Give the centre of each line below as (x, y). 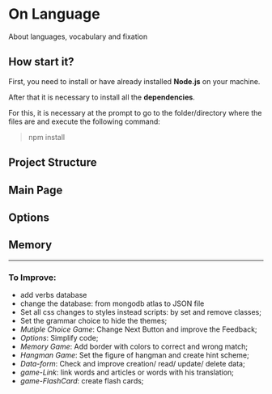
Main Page (36, 190)
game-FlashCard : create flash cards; (82, 381)
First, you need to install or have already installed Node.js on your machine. (134, 81)
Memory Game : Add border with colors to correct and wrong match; (134, 347)
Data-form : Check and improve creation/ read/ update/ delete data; (132, 364)
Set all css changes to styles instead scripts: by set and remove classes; (140, 312)
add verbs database (53, 295)
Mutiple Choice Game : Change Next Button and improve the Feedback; (138, 329)
